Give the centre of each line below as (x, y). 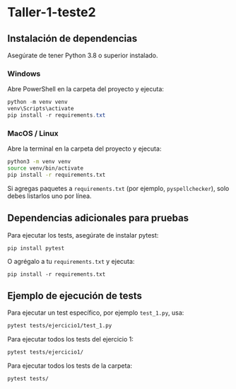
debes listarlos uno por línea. (49, 196)
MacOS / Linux (33, 133)
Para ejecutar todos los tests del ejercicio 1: (71, 339)
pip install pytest (36, 248)
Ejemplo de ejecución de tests (75, 296)
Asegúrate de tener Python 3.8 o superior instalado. (83, 55)
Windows (24, 74)
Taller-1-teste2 (52, 12)
